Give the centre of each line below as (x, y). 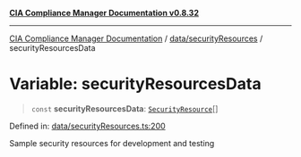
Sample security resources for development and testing (112, 143)
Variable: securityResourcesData (135, 84)
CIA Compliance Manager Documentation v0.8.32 (104, 13)
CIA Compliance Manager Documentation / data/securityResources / (136, 38)
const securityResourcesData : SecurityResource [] (125, 108)
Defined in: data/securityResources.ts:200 (87, 126)
